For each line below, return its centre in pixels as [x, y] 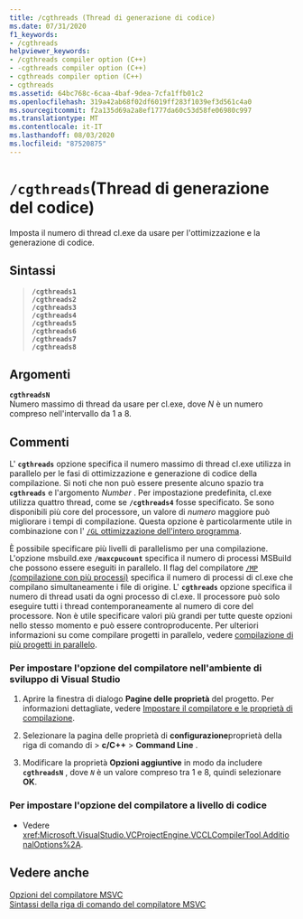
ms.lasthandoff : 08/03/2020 [62, 136]
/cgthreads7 [54, 339]
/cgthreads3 [54, 307]
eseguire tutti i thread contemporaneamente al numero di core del [132, 606]
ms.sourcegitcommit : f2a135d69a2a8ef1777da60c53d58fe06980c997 [131, 110]
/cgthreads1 [54, 291]
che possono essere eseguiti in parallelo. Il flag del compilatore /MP [134, 568]
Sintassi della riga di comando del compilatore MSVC [108, 904]
